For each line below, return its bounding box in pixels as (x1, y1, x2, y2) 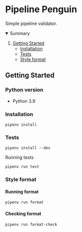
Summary (10, 30, 30, 36)
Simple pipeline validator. (5, 20, 57, 26)
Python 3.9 (12, 98, 36, 104)
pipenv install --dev (5, 146, 51, 151)
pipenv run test (5, 164, 39, 169)
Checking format (5, 210, 42, 217)
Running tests (5, 154, 34, 161)
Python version (5, 86, 44, 94)
